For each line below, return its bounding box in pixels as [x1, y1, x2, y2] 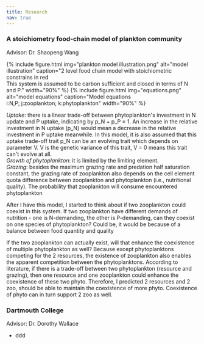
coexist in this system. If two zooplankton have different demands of [6, 207, 178, 214]
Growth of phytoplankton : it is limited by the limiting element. [6, 156, 160, 164]
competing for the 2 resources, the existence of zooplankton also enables [6, 252, 192, 259]
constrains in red [6, 73, 49, 81]
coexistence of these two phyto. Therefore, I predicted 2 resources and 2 [6, 277, 191, 285]
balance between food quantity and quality [6, 227, 114, 234]
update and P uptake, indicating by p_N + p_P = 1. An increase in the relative [6, 117, 198, 125]
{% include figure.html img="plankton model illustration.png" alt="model [6, 60, 189, 68]
